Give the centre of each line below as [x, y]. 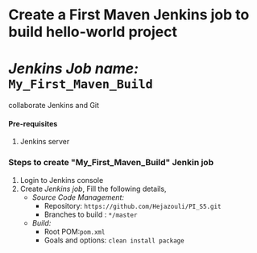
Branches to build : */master [91, 214]
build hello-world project [93, 32]
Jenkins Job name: [74, 69]
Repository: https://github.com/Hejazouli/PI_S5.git [133, 205]
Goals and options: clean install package [114, 240]
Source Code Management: [78, 197]
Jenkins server [45, 142]
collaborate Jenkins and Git [54, 106]
